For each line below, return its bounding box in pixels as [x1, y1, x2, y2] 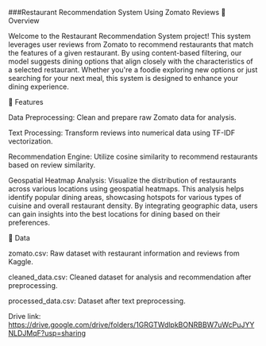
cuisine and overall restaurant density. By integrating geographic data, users [8, 201, 258, 210]
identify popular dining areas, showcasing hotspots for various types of [8, 193, 242, 202]
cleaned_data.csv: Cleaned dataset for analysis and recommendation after [8, 272, 252, 282]
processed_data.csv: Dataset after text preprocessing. [8, 296, 186, 306]
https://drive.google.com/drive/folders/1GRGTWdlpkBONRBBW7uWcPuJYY [8, 320, 255, 329]
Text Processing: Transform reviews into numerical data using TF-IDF [8, 128, 236, 137]
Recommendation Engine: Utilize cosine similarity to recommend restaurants [8, 152, 258, 161]
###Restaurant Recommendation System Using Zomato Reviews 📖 [8, 8, 226, 17]
